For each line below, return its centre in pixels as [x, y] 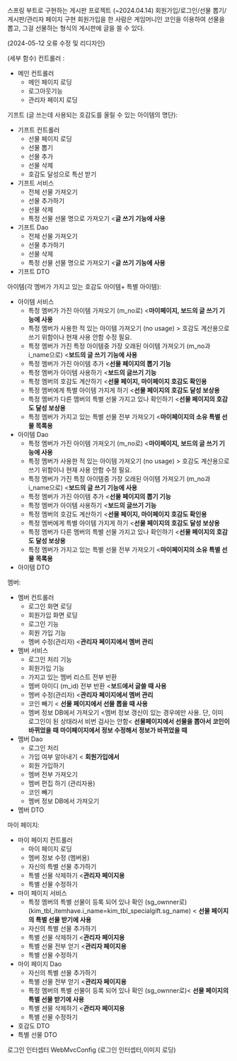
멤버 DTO [31, 810]
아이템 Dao [33, 435]
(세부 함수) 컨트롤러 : [36, 58]
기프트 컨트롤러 [39, 130]
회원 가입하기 [46, 766]
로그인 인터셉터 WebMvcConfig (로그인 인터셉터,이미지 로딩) [92, 1050]
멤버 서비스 [33, 651]
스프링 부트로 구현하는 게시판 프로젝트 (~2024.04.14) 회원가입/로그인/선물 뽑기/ [117, 10]
